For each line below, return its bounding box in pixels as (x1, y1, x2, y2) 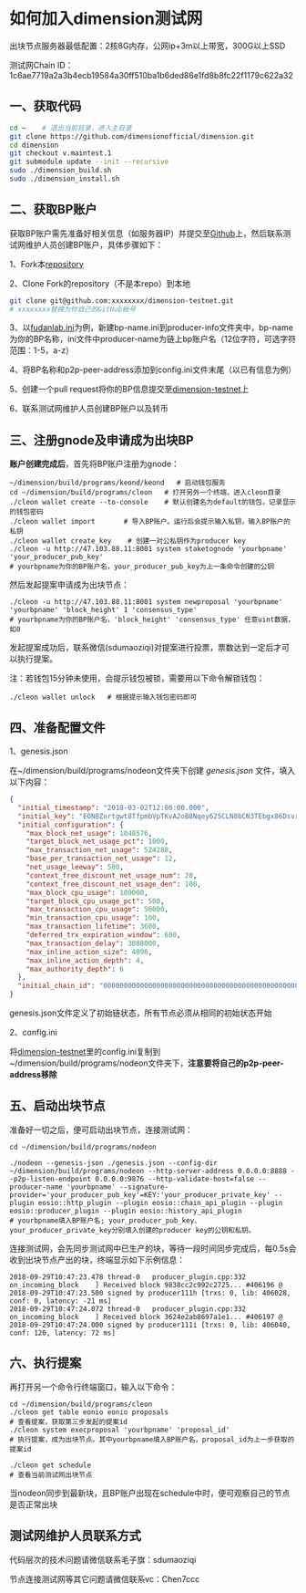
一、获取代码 (9, 99, 82, 114)
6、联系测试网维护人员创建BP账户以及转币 (9, 403, 168, 414)
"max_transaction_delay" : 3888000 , (25, 939, 161, 948)
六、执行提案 (9, 1356, 82, 1371)
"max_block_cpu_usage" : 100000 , (25, 888, 148, 897)
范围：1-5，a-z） (9, 345, 75, 356)
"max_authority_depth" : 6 (25, 964, 125, 973)
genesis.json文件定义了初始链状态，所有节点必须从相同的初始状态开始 (9, 1007, 272, 1018)
